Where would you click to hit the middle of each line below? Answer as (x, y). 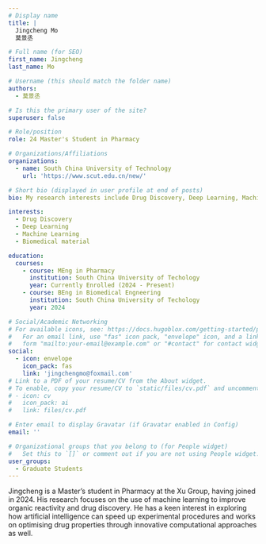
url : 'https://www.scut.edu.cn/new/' (85, 176)
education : (26, 256)
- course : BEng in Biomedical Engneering (91, 293)
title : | (23, 23)
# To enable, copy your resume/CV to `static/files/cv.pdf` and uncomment (134, 388)
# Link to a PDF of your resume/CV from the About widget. (108, 381)
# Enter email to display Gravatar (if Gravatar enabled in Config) (123, 425)
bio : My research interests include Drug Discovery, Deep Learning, (123, 198)
